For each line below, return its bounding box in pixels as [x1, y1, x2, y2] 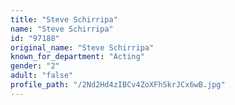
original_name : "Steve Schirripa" [10, 42, 155, 53]
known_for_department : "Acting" [10, 52, 145, 62]
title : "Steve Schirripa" [10, 14, 118, 25]
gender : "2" [10, 61, 60, 71]
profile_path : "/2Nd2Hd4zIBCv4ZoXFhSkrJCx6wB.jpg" [10, 80, 226, 90]
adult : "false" [10, 71, 74, 81]
